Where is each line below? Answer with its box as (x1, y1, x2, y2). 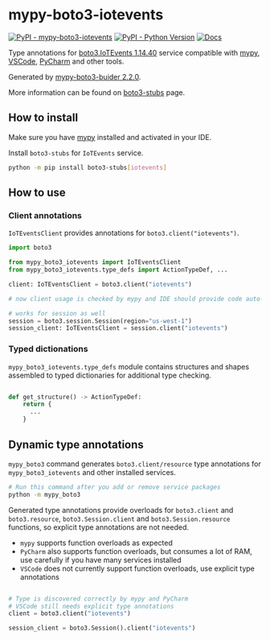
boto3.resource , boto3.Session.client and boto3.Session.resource (8, 514, 231, 523)
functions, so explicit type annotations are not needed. (8, 522, 189, 532)
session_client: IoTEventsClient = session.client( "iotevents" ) (8, 324, 228, 332)
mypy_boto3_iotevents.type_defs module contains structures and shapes (8, 361, 250, 371)
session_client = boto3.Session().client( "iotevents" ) (8, 624, 196, 633)
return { (22, 400, 52, 408)
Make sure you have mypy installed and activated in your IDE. (8, 132, 212, 142)
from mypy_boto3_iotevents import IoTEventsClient (8, 258, 182, 266)
